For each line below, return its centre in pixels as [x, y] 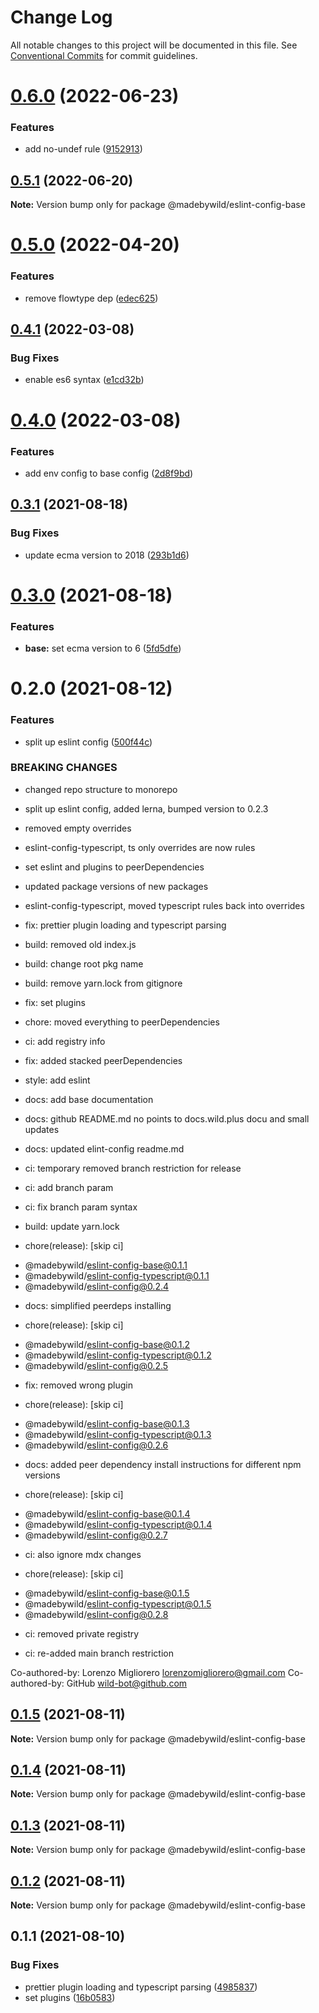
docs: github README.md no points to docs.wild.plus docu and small [167, 1118]
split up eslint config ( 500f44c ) [88, 742]
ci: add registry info [65, 1041]
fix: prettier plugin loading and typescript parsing [125, 925]
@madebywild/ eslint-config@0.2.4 [97, 1286]
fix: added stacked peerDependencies [103, 1060]
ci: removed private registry [82, 1633]
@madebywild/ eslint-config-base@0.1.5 [107, 1593]
